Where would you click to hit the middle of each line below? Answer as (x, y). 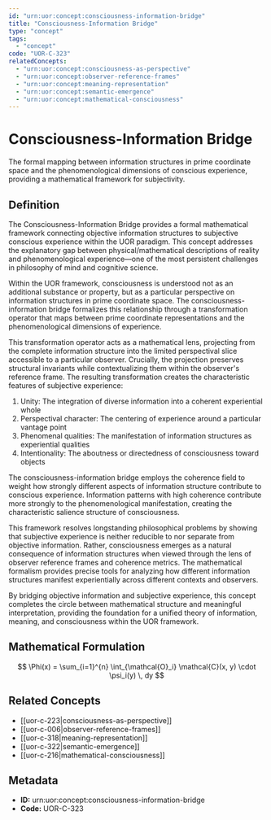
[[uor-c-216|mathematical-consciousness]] (92, 755)
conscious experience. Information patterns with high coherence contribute (135, 495)
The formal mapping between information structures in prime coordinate (130, 162)
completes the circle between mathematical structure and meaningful (125, 604)
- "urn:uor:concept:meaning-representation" (92, 84)
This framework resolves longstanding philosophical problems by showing (133, 528)
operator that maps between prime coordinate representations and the (127, 318)
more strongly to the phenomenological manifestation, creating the (120, 504)
